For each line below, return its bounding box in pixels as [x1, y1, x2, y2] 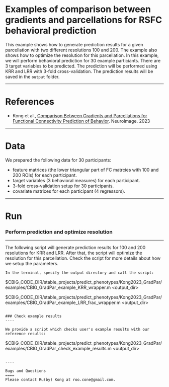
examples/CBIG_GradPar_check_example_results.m [5, 346, 112, 352]
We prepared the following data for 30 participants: [5, 157, 112, 163]
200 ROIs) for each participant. [12, 172, 77, 178]
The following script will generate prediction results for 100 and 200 [5, 245, 146, 251]
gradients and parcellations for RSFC [5, 14, 162, 26]
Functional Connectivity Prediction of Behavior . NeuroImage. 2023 [12, 118, 150, 124]
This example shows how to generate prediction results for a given [5, 41, 143, 47]
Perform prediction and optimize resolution [5, 228, 113, 235]
